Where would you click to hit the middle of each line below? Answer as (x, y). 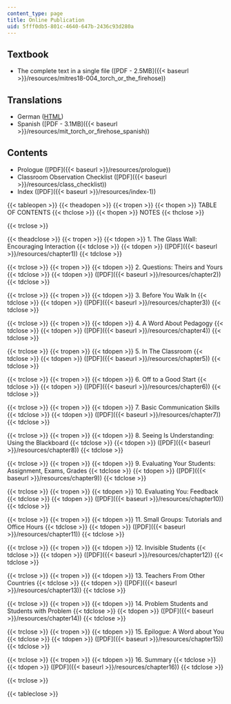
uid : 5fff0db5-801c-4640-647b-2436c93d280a (71, 26)
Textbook (28, 54)
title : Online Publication (46, 20)
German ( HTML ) (40, 117)
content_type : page (35, 13)
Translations (35, 100)
